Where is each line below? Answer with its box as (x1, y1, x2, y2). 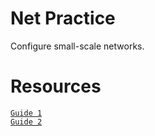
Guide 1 (10, 108, 43, 118)
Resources (10, 75, 102, 98)
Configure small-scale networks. (10, 40, 145, 52)
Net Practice (10, 7, 116, 30)
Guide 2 (10, 117, 43, 127)
